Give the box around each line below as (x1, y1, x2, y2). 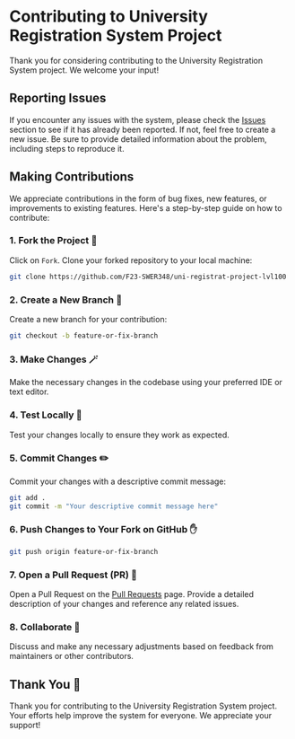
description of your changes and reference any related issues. (9, 599, 239, 610)
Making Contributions (9, 169, 134, 185)
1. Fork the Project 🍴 (9, 234, 98, 247)
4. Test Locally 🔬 (9, 409, 82, 421)
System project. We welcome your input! (9, 65, 160, 75)
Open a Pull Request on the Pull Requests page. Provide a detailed (9, 589, 254, 600)
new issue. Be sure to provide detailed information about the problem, (9, 133, 267, 145)
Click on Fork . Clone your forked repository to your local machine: (9, 254, 253, 266)
